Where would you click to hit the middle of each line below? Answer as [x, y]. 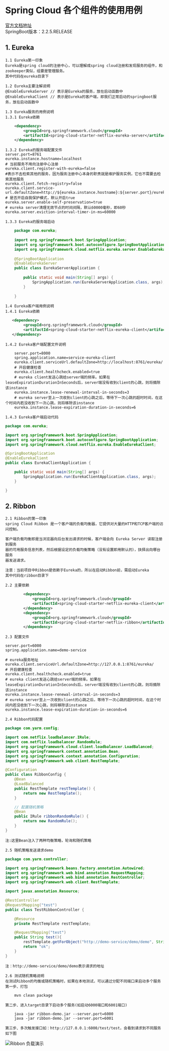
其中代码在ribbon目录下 [27, 576]
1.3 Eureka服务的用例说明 [30, 112]
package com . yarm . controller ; [37, 859]
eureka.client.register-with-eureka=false [50, 169]
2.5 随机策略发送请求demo [29, 850]
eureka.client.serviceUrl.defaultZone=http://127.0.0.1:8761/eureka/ [80, 664]
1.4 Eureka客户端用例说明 [30, 306]
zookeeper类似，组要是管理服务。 [36, 71]
